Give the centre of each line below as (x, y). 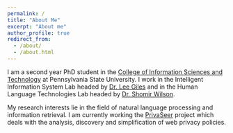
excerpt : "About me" (37, 26)
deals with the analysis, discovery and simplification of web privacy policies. (116, 122)
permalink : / (26, 14)
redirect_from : (29, 39)
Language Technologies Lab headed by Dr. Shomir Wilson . (91, 94)
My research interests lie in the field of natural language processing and (110, 107)
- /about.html (34, 53)
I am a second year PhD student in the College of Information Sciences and (115, 72)
